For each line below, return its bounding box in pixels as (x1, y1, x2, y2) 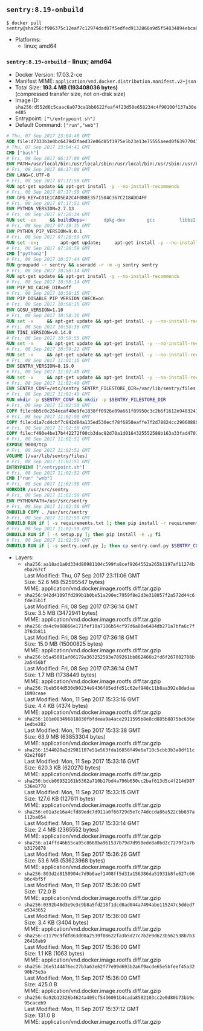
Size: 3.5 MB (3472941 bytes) (24, 609, 98, 616)
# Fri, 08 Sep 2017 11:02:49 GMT (6, 391, 91, 397)
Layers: (14, 553, 34, 561)
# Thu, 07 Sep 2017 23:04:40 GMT (6, 133, 91, 139)
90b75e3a (24, 969, 47, 975)
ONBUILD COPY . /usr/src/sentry (6, 509, 88, 515)
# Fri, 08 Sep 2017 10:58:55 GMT (6, 335, 91, 341)
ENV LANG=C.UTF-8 (6, 172, 50, 178)
